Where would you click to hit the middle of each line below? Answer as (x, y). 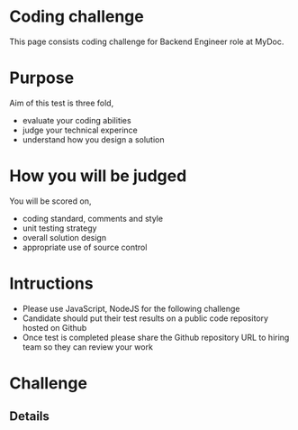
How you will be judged (98, 176)
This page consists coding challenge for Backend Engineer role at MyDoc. (147, 41)
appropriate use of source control (85, 247)
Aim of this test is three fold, (62, 103)
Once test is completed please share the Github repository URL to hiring (156, 337)
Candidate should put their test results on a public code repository (145, 318)
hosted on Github (54, 327)
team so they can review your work (87, 347)
